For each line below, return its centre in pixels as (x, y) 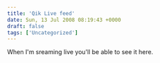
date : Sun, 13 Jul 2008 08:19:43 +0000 (64, 20)
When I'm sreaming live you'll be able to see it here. (80, 52)
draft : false (26, 26)
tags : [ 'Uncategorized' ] (43, 33)
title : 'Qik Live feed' (41, 13)
